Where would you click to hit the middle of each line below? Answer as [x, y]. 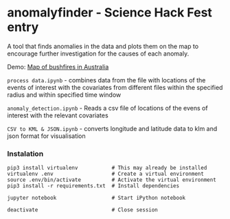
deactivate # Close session [82, 210]
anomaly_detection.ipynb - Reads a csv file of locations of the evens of [107, 108]
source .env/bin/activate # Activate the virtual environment [112, 180]
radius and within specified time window [64, 95]
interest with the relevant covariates [58, 115]
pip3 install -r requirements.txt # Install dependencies [93, 186]
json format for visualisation [46, 136]
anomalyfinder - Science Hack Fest [110, 13]
